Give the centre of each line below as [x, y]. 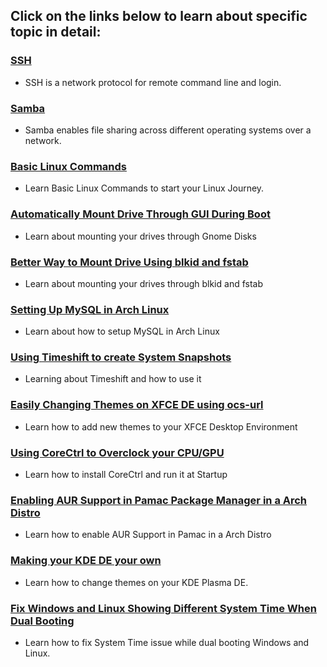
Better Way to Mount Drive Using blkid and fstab [129, 262]
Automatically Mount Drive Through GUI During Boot [140, 214]
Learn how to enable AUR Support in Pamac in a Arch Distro [148, 535]
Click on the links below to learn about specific [159, 16]
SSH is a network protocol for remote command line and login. [153, 82]
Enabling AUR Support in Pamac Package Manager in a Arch [159, 500]
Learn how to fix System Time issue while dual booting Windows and [167, 642]
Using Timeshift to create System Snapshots [121, 357]
